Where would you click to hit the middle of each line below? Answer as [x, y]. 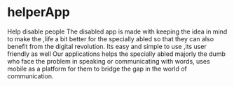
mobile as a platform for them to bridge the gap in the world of [97, 69]
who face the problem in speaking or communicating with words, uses [109, 61]
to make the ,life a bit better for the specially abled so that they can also [111, 38]
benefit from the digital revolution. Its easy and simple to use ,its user [107, 46]
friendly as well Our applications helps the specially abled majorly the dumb [116, 54]
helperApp [39, 12]
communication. [30, 76]
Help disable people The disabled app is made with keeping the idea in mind [117, 31]
